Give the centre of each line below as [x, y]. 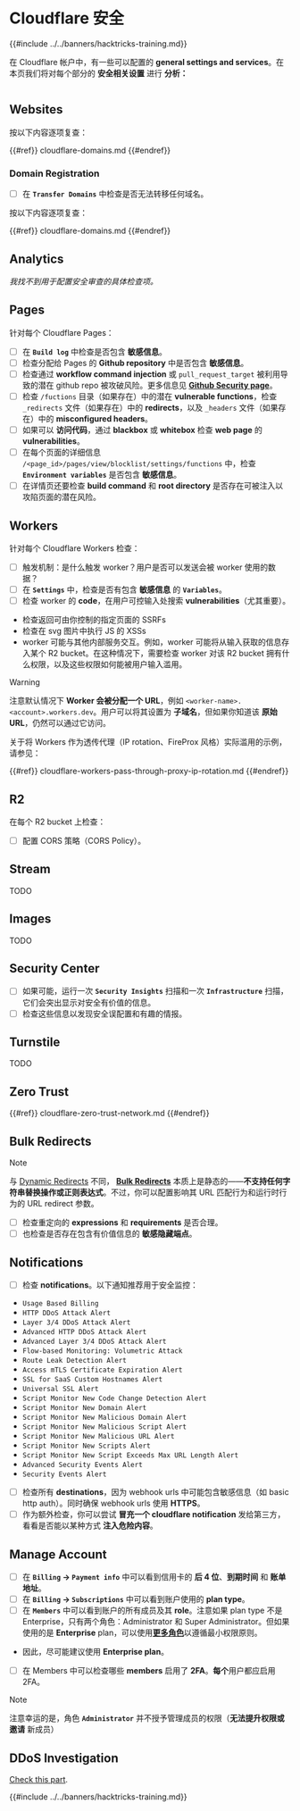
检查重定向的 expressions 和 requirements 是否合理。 [122, 1223]
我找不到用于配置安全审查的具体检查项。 [83, 281]
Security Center [54, 968]
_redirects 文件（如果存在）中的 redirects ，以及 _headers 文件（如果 [150, 407]
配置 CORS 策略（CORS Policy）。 [84, 840]
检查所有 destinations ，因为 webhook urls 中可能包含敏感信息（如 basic [155, 1492]
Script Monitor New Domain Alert [84, 1408]
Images [30, 919]
